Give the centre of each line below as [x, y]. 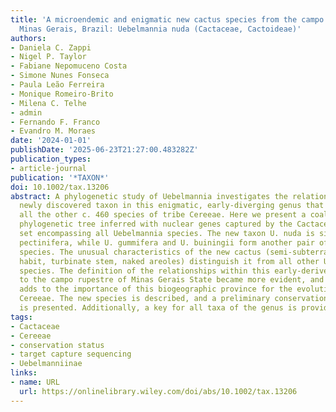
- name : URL [35, 382]
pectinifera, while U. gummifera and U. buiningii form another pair [167, 242]
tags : [21, 317]
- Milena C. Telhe [48, 103]
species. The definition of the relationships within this [145, 271]
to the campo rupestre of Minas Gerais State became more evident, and [172, 280]
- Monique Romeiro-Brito [62, 94]
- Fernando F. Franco [55, 122]
